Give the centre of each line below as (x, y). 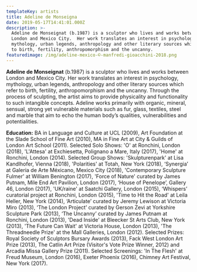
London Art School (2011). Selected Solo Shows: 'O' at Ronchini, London (93, 145)
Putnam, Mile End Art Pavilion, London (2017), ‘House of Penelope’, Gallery (96, 183)
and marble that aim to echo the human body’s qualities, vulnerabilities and (96, 115)
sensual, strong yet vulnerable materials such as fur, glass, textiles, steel (94, 109)
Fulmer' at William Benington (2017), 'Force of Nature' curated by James (93, 176)
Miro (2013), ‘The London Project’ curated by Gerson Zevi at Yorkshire (91, 207)
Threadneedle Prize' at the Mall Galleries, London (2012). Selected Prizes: (95, 232)
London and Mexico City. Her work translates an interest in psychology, (92, 78)
